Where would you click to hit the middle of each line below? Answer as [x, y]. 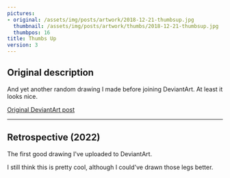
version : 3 [23, 45]
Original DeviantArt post [41, 109]
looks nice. [23, 96]
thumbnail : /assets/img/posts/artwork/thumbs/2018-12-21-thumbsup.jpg [116, 26]
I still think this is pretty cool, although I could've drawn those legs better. [110, 167]
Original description [51, 73]
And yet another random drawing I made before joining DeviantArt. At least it [115, 89]
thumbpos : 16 [32, 32]
